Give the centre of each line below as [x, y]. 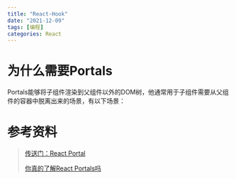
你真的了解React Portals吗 [63, 168]
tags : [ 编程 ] [26, 27]
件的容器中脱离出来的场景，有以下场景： [66, 101]
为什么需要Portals [60, 71]
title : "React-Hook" [38, 14]
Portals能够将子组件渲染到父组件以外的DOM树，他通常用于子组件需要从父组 [118, 92]
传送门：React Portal [55, 153]
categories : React [34, 34]
